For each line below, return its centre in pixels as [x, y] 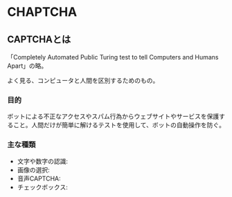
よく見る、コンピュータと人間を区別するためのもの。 [83, 81]
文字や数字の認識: [42, 161]
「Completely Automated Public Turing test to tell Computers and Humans [113, 57]
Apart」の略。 [27, 66]
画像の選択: [33, 169]
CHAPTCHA [42, 12]
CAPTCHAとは [39, 39]
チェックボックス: [42, 187]
